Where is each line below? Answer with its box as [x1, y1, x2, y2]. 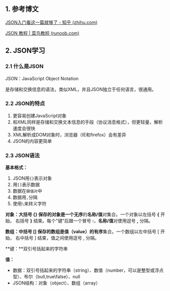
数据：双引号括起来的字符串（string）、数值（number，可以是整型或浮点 [12, 267, 164, 273]
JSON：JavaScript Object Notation [5, 75, 79, 81]
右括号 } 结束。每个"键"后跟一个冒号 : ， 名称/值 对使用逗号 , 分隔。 [15, 218, 154, 224]
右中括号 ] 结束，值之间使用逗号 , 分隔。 [15, 235, 99, 241]
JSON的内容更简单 [12, 138, 52, 144]
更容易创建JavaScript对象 [12, 112, 67, 118]
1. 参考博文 [5, 5, 39, 14]
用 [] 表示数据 [12, 182, 40, 188]
